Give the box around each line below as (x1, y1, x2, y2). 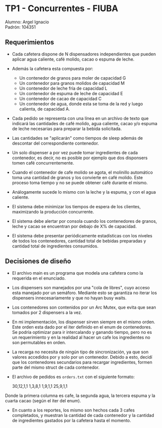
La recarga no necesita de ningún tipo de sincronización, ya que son (12, 349, 149, 355)
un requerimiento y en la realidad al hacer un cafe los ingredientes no (12, 334, 151, 340)
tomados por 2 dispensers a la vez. (12, 309, 82, 315)
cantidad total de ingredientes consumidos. (12, 243, 99, 249)
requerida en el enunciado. (12, 275, 66, 281)
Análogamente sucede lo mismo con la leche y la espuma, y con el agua (12, 189, 156, 195)
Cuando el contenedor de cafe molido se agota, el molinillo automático (12, 169, 153, 175)
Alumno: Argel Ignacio (5, 19, 49, 25)
